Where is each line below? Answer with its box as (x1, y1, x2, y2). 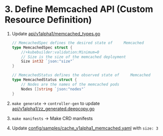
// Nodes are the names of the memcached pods (21, 81, 120, 87)
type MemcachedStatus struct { (11, 77, 77, 82)
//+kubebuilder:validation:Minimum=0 (21, 49, 99, 54)
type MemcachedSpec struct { (11, 45, 73, 50)
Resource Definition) (4, 14, 92, 25)
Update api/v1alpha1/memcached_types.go (11, 30, 101, 36)
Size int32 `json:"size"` (21, 59, 75, 64)
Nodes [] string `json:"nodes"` (21, 86, 86, 91)
